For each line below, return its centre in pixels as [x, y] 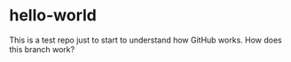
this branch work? [42, 49]
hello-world [53, 15]
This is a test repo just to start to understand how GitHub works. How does [145, 40]
